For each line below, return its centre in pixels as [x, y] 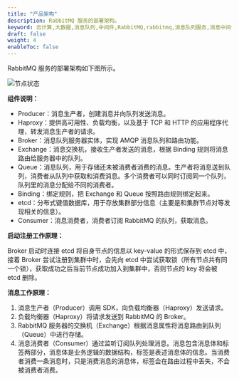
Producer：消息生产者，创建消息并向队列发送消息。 [94, 114]
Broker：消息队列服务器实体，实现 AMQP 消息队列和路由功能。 [110, 140]
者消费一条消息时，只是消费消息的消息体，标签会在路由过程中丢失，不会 [123, 361]
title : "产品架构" [33, 14]
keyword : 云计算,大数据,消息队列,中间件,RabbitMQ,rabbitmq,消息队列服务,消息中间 [119, 27]
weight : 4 [22, 41]
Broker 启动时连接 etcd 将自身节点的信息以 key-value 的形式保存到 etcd [112, 251]
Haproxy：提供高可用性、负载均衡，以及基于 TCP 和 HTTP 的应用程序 [120, 122]
